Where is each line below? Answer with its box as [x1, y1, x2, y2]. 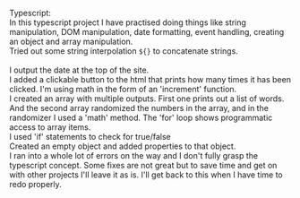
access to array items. [9, 122, 91, 133]
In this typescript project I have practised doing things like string [9, 17, 246, 28]
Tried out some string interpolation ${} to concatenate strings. [9, 46, 239, 56]
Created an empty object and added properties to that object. [9, 141, 236, 151]
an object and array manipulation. [9, 36, 133, 47]
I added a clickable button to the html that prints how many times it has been [9, 74, 291, 84]
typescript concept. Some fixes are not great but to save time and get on [9, 160, 278, 170]
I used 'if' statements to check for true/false [9, 132, 172, 142]
